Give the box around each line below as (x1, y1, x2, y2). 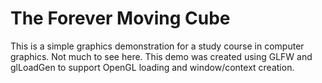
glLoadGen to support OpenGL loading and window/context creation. (10, 61, 295, 73)
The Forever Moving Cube (10, 7, 231, 30)
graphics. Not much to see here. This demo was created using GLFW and (10, 50, 313, 62)
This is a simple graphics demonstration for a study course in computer (10, 40, 305, 52)
